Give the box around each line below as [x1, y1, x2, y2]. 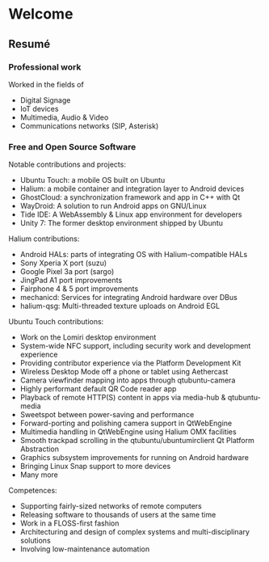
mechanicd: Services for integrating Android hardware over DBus [19, 293, 238, 302]
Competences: [8, 486, 58, 496]
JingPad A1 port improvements [19, 276, 123, 285]
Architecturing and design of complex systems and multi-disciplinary [19, 527, 250, 537]
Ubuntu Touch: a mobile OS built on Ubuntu [19, 175, 166, 185]
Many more [19, 470, 59, 480]
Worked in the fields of [8, 79, 85, 89]
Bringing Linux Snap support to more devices [19, 462, 171, 471]
